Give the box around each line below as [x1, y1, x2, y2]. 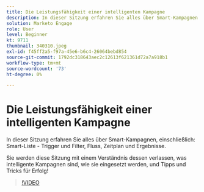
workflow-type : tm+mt [6, 60, 62, 66]
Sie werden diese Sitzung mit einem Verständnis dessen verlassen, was [6, 154, 187, 162]
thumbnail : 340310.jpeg [6, 43, 67, 49]
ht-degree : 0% [6, 71, 43, 77]
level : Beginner [6, 32, 48, 38]
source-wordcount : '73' [6, 65, 67, 72]
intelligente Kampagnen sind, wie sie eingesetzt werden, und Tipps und [6, 161, 186, 168]
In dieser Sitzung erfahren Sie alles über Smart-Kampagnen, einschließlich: [6, 136, 195, 143]
